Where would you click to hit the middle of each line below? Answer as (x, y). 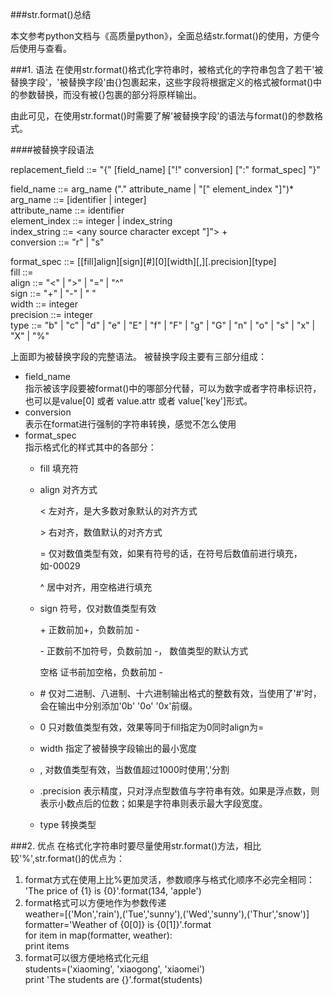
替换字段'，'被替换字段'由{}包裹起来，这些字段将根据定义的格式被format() (162, 82)
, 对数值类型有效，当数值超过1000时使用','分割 (134, 769)
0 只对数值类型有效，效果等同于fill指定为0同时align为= (152, 727)
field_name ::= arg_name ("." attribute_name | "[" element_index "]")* (152, 189)
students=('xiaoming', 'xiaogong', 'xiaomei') (115, 969)
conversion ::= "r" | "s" (57, 242)
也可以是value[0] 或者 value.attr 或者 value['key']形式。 (138, 401)
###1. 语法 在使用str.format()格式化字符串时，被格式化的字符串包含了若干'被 (167, 69)
